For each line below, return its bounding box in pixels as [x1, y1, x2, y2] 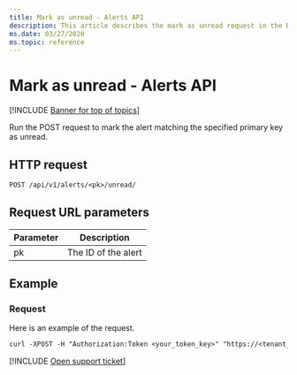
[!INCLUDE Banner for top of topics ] [9, 105, 140, 116]
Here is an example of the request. [9, 323, 135, 333]
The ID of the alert [66, 246, 143, 258]
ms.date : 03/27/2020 [9, 29, 86, 38]
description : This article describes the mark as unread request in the [9, 21, 283, 30]
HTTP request [9, 157, 88, 172]
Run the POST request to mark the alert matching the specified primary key [9, 122, 284, 133]
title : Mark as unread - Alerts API [9, 12, 144, 22]
